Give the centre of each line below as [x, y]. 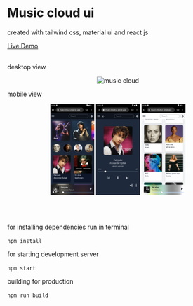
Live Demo [23, 46]
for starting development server [53, 254]
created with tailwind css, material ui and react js [78, 32]
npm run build [28, 295]
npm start [22, 269]
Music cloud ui [51, 13]
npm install [25, 242]
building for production [40, 281]
